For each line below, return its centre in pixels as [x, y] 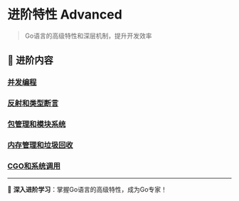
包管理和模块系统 [37, 124]
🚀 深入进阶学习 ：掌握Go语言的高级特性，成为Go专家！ [87, 190]
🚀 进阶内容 [30, 60]
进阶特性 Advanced [65, 15]
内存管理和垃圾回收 [40, 145]
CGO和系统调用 [34, 166]
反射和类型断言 [33, 103]
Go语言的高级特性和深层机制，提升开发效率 [88, 36]
